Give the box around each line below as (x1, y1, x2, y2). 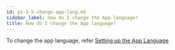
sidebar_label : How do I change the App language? (6, 15, 138, 21)
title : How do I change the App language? (6, 20, 116, 26)
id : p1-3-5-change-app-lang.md (6, 9, 86, 15)
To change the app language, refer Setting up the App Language (6, 37, 169, 45)
